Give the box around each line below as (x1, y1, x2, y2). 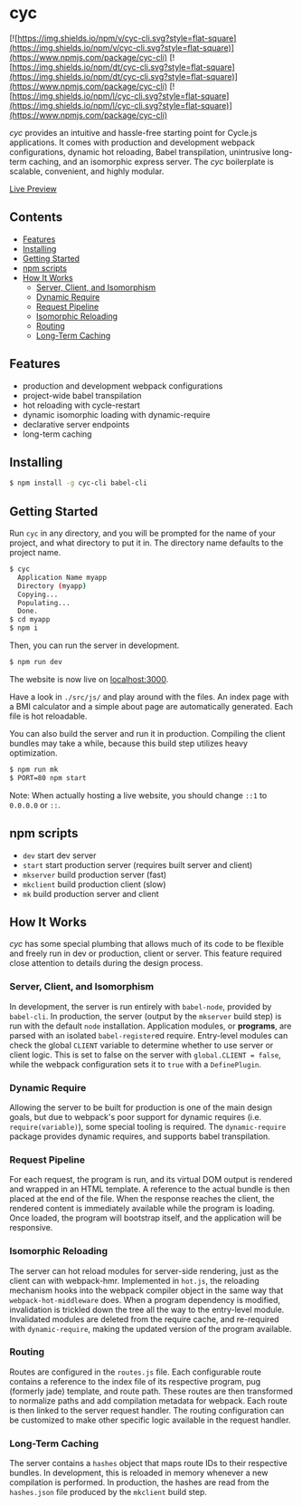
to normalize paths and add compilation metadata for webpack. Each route (9, 1395, 288, 1406)
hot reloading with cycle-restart (22, 400, 140, 410)
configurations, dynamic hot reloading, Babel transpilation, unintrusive (9, 146, 271, 157)
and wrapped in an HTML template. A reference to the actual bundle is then (9, 1183, 291, 1194)
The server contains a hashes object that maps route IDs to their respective (9, 1458, 288, 1469)
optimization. (9, 747, 58, 758)
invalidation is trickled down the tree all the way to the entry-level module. (9, 1304, 285, 1315)
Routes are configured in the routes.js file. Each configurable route (9, 1366, 262, 1377)
